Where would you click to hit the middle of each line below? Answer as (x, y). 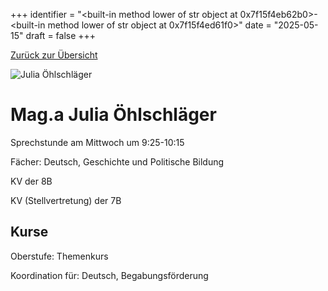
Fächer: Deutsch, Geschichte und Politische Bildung (117, 161)
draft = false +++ (61, 35)
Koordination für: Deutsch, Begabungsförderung (109, 275)
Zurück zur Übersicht (54, 55)
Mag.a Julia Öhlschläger (113, 115)
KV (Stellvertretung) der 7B (66, 200)
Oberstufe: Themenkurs (59, 256)
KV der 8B (31, 181)
